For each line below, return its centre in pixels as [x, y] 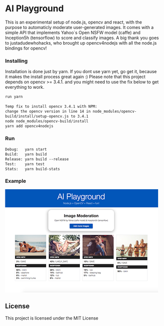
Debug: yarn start [26, 149]
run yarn [14, 97]
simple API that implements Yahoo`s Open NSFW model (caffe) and [73, 32]
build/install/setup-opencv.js [37, 116]
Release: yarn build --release [37, 159]
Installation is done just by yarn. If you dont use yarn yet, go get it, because [81, 72]
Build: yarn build [26, 154]
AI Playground [35, 9]
